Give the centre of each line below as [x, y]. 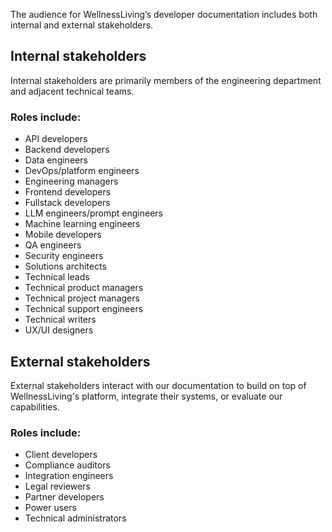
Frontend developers [68, 192]
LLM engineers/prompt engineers [93, 213]
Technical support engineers [84, 309]
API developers [56, 139]
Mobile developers [63, 235]
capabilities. [35, 406]
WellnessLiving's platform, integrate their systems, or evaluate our [146, 396]
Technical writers [60, 320]
